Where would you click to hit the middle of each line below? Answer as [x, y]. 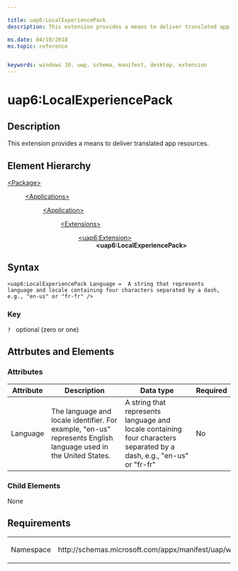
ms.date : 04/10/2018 [38, 40]
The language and [81, 411]
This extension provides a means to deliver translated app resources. [108, 143]
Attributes [25, 372]
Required [211, 390]
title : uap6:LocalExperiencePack [57, 20]
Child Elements [34, 485]
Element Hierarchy [49, 166]
